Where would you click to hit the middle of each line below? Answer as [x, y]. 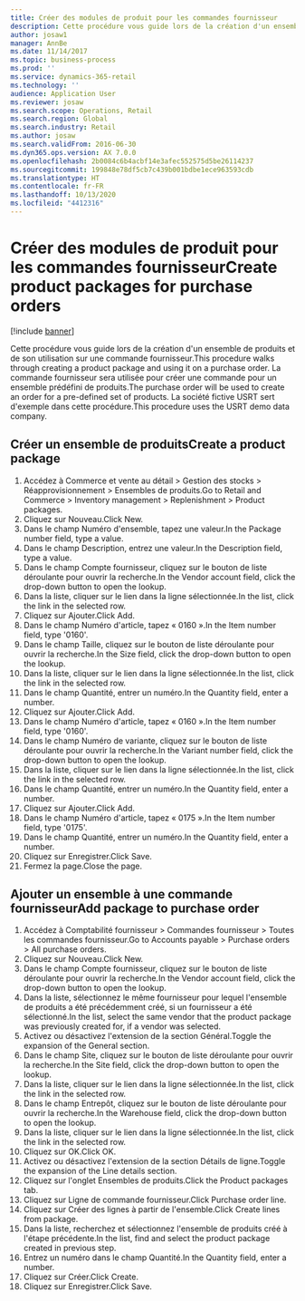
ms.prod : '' [33, 69]
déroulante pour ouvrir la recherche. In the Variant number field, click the [158, 750]
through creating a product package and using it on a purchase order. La [146, 367]
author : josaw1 [39, 34]
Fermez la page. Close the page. [83, 866]
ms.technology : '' [45, 85]
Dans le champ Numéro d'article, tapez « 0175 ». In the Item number [149, 818]
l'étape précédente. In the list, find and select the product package [147, 1238]
